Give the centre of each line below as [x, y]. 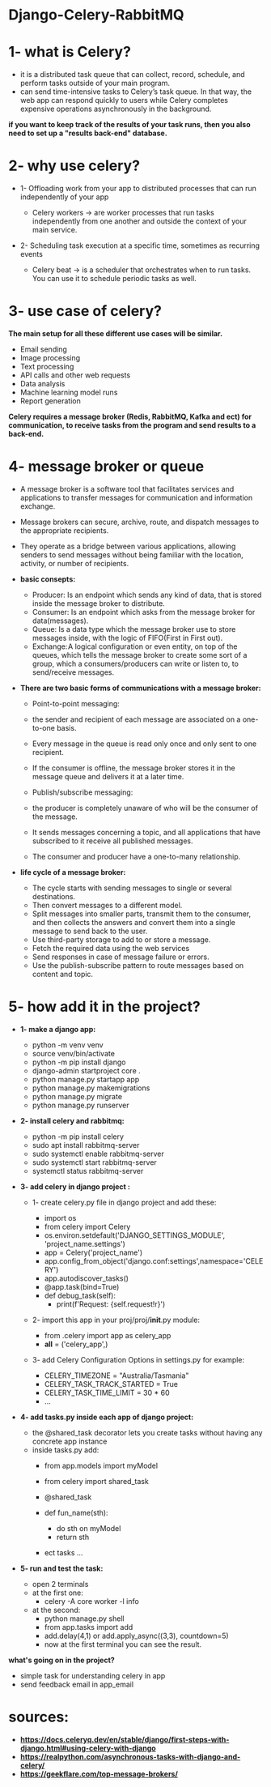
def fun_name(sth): [76, 1512]
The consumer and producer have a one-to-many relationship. [136, 856]
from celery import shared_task [97, 1481]
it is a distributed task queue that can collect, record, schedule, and [132, 75]
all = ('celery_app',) [76, 1344]
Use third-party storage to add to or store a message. [121, 939]
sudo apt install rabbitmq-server [86, 1145]
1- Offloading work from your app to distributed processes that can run [138, 189]
